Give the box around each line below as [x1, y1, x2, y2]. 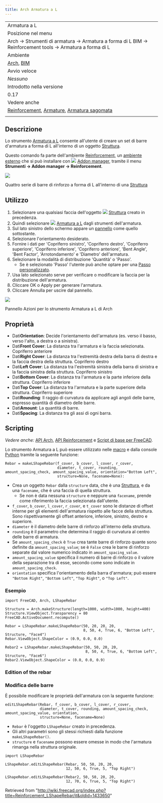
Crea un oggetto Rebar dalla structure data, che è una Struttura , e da [12, 482, 150, 488]
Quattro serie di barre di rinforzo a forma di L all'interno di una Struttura [5, 182, 148, 188]
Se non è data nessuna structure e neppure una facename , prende [19, 492, 151, 498]
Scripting [5, 424, 34, 432]
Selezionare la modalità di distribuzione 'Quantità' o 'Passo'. [12, 257, 132, 262]
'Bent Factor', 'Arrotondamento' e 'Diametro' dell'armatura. [12, 251, 130, 257]
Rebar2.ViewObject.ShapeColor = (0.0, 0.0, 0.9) [5, 658, 105, 663]
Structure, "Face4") [5, 632, 47, 637]
